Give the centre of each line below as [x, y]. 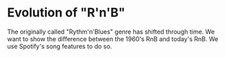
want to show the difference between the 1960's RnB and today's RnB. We [113, 38]
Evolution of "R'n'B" [66, 13]
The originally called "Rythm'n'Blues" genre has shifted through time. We [111, 32]
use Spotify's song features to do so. [60, 46]
